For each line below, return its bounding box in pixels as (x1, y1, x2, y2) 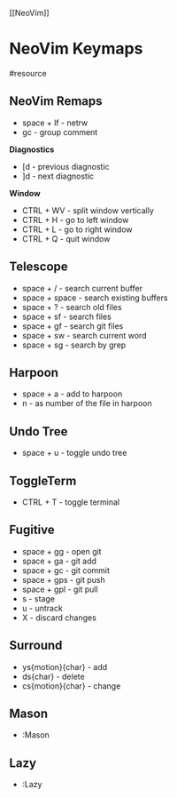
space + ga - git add (21, 555, 97, 566)
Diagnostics (9, 144, 55, 155)
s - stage (21, 593, 56, 603)
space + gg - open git (21, 546, 102, 556)
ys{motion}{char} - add (21, 661, 108, 672)
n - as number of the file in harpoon (21, 398, 152, 409)
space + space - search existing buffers (21, 292, 168, 303)
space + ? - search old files (21, 301, 122, 312)
